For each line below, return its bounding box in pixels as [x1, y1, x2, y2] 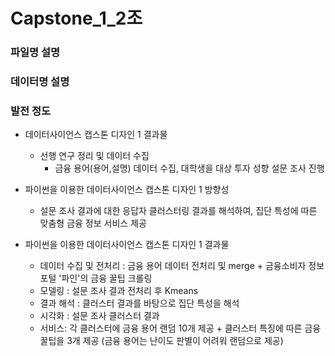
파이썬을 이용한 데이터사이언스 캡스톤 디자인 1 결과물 [24, 239, 230, 251]
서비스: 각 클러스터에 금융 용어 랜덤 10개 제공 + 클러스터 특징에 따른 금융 [39, 322, 322, 334]
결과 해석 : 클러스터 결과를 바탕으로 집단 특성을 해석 [39, 297, 240, 309]
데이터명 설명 [10, 75, 70, 89]
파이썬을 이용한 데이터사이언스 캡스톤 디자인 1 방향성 [24, 184, 230, 196]
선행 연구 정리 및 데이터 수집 [39, 150, 150, 162]
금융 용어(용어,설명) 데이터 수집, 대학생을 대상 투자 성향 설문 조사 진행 [54, 162, 325, 174]
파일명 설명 [10, 45, 61, 59]
